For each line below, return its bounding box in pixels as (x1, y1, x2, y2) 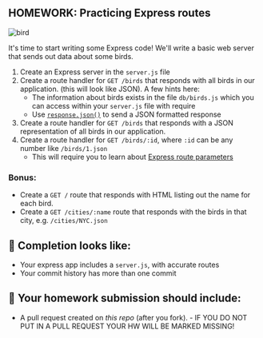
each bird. (19, 199, 54, 209)
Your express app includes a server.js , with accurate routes (19, 260, 220, 269)
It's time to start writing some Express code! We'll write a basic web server (8, 43, 254, 53)
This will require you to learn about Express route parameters (31, 152, 233, 161)
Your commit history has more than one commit (19, 268, 177, 278)
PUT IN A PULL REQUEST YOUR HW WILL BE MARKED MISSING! (19, 321, 235, 331)
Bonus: (8, 172, 37, 183)
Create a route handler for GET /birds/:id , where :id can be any (19, 135, 233, 145)
